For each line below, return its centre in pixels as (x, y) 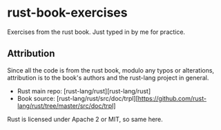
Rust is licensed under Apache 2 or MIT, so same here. (85, 119)
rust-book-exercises (67, 13)
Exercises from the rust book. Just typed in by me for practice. (96, 32)
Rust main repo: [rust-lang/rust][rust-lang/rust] (84, 91)
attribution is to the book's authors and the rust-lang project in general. (108, 77)
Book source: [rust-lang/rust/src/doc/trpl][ (77, 98)
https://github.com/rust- (172, 98)
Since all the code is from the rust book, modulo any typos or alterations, (111, 70)
